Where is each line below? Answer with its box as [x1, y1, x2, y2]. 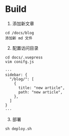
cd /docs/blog [5, 30, 34, 35]
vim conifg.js [5, 59, 34, 64]
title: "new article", [18, 85, 65, 90]
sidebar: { [5, 72, 28, 77]
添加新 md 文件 [5, 36, 33, 41]
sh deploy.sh [5, 126, 32, 131]
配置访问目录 [12, 45, 38, 51]
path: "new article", [18, 89, 63, 95]
